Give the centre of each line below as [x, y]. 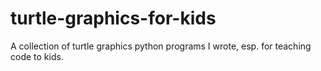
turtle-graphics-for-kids [113, 18]
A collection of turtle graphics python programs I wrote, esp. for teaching [161, 46]
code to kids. [37, 56]
